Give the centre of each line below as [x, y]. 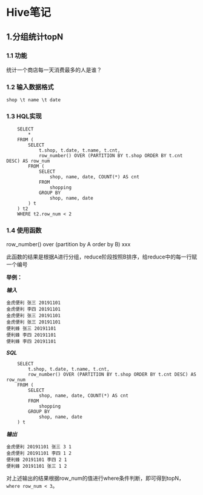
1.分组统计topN [35, 37]
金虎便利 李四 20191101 [33, 309]
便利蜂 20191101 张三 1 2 [37, 466]
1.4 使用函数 [24, 231]
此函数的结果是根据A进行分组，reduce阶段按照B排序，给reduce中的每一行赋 [102, 257]
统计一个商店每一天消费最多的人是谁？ [54, 70]
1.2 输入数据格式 [30, 87]
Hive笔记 [29, 12]
